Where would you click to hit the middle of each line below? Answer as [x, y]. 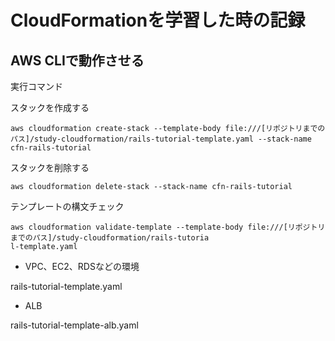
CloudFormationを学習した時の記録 [158, 20]
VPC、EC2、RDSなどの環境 [82, 266]
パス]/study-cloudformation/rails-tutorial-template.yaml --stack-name [161, 139]
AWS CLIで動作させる [77, 60]
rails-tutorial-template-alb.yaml [74, 325]
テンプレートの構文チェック [67, 206]
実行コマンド [36, 86]
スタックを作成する [50, 107]
